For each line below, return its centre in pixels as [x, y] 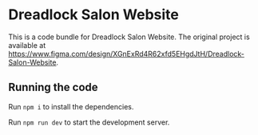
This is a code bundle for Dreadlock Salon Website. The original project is [129, 37]
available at [27, 45]
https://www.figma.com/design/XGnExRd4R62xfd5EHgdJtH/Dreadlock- [127, 54]
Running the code [53, 87]
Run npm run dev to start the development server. [89, 122]
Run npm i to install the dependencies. [71, 106]
